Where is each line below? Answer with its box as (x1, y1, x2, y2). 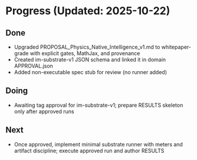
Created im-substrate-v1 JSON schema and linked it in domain (14, 56, 166, 63)
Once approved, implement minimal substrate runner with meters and (14, 140, 183, 148)
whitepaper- (161, 43, 191, 50)
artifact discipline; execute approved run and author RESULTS (14, 147, 165, 154)
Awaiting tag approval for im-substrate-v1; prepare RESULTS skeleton (14, 101, 183, 108)
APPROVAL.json (14, 62, 54, 69)
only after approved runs (14, 108, 74, 115)
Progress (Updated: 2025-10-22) (5, 4, 170, 18)
